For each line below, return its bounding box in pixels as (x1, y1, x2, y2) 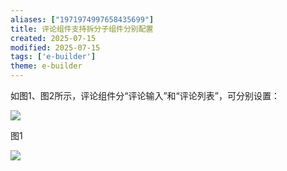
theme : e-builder (10, 61, 83, 71)
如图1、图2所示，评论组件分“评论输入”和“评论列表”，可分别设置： (10, 90, 280, 101)
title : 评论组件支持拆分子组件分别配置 (10, 24, 154, 34)
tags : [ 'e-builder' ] (10, 52, 97, 62)
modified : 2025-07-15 (10, 42, 101, 53)
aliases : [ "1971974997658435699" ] (10, 14, 155, 25)
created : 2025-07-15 (10, 33, 97, 43)
